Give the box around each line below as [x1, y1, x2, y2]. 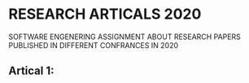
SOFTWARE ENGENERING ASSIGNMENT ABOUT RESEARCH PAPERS [8, 32, 242, 41]
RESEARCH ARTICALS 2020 [8, 5, 202, 24]
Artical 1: [8, 64, 55, 78]
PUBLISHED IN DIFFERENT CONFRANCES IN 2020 [8, 40, 179, 50]
